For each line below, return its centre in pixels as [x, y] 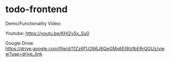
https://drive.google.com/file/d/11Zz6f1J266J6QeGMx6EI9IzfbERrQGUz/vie [85, 48]
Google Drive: [20, 43]
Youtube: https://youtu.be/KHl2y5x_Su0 [48, 33]
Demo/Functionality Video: [33, 23]
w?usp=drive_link [24, 54]
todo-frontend [36, 9]
